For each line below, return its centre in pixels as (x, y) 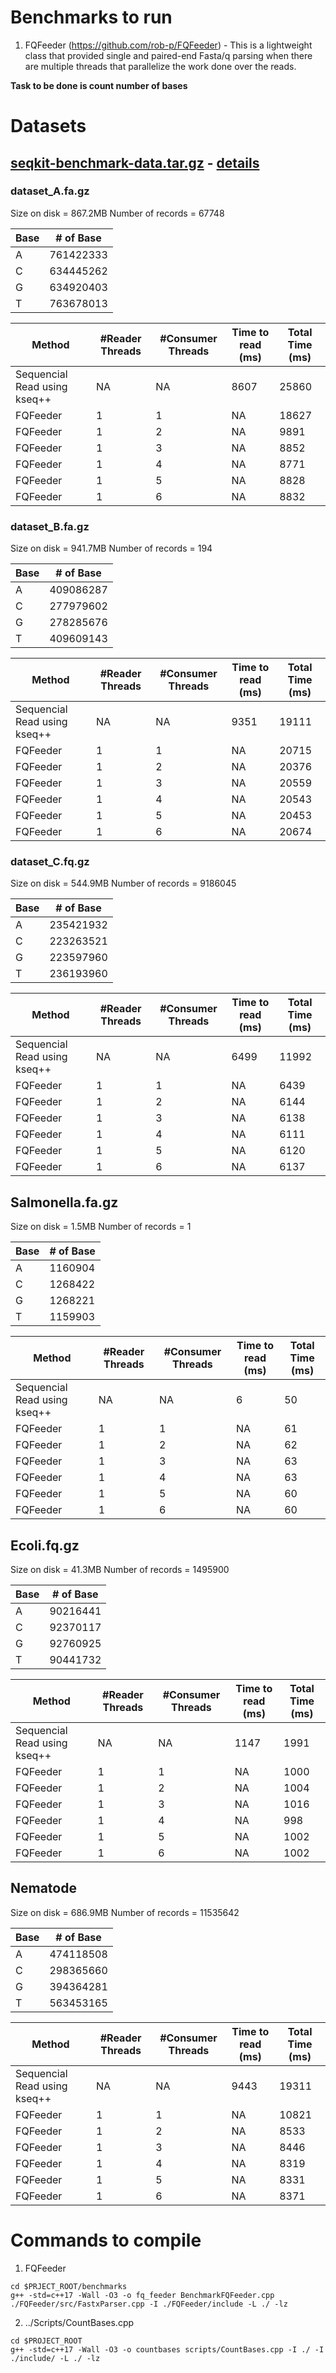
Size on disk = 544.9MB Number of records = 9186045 (123, 883)
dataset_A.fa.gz (50, 191)
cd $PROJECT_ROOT (46, 2341)
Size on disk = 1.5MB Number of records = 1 (101, 1227)
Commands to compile (106, 2240)
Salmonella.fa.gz (64, 1202)
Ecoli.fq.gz (45, 1545)
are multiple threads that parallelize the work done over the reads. (160, 66)
